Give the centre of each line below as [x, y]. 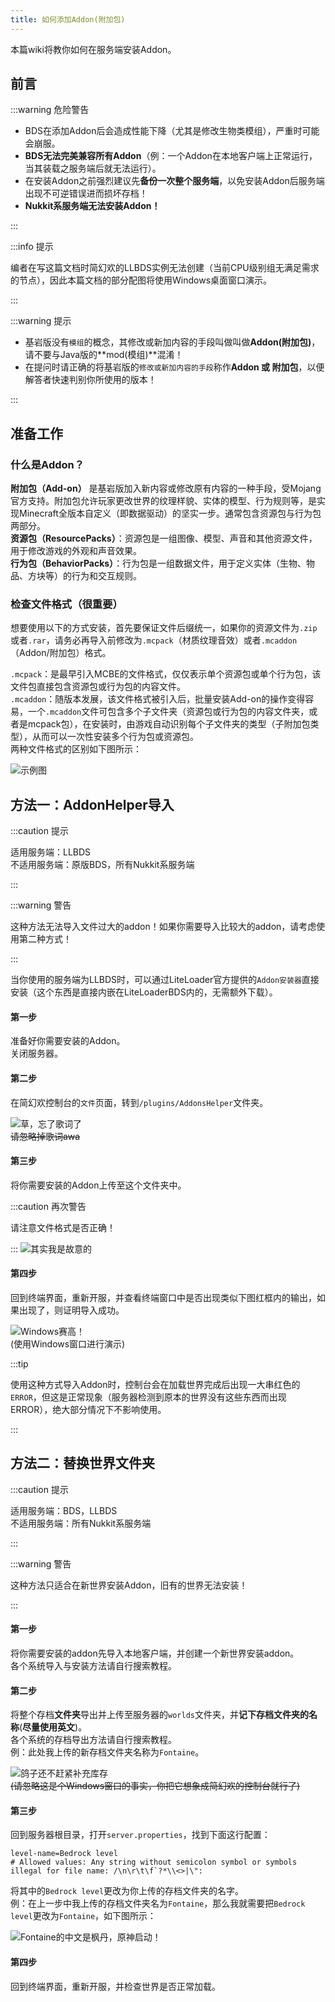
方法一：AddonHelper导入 [92, 804]
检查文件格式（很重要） [66, 604]
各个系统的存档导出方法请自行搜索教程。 [93, 1740]
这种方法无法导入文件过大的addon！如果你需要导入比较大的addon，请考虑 [163, 927]
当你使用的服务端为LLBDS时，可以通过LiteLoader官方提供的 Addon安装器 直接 [165, 980]
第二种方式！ [45, 939]
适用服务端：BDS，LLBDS [64, 1510]
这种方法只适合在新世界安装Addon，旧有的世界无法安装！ [129, 1585]
